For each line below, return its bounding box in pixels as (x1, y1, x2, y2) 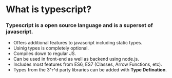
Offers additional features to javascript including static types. (13, 40, 143, 46)
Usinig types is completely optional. (13, 45, 89, 51)
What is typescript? (6, 4, 92, 15)
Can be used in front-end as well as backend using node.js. (13, 56, 139, 62)
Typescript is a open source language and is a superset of (6, 22, 153, 29)
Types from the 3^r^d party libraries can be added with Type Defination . (13, 67, 167, 73)
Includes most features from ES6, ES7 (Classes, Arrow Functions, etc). (13, 61, 162, 67)
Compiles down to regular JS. (13, 50, 77, 57)
